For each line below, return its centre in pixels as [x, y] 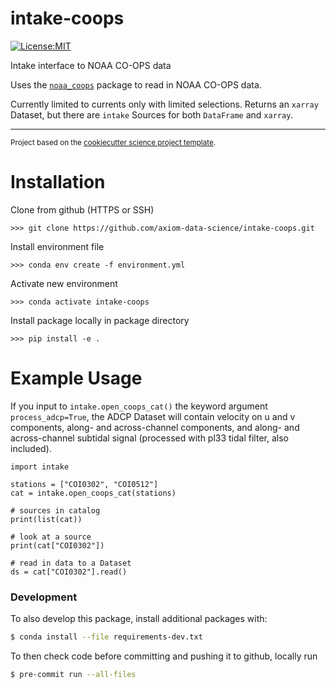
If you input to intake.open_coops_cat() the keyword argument [139, 406]
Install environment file [57, 246]
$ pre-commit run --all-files [73, 674]
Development [44, 597]
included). [31, 448]
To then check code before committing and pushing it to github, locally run [164, 656]
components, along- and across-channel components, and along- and [155, 427]
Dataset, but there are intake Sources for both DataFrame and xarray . [152, 114]
